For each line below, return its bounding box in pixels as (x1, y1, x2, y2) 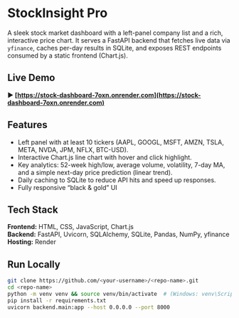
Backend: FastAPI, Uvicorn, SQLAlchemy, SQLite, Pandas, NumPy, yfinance (7, 230, 230, 239)
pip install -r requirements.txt (7, 297, 107, 304)
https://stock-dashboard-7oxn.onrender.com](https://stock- (17, 90, 201, 99)
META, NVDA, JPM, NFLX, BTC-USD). (17, 145, 129, 154)
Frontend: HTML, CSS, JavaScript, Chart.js (7, 223, 134, 231)
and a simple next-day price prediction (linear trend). (17, 168, 173, 176)
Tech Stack (7, 203, 58, 216)
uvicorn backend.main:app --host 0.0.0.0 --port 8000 (7, 304, 171, 311)
